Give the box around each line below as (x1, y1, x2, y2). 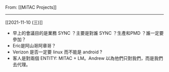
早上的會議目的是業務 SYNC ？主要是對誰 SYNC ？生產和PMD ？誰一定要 (12, 30, 164, 36)
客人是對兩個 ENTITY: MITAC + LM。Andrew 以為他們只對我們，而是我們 (12, 55, 163, 61)
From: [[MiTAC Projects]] (5, 5, 57, 10)
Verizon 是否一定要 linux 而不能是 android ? (12, 49, 102, 55)
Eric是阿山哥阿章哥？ (12, 43, 56, 48)
